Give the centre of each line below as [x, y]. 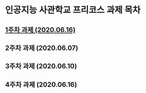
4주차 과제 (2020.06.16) [41, 84]
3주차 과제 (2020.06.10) [41, 66]
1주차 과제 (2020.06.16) [40, 30]
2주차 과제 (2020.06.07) [42, 48]
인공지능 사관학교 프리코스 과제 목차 [73, 10]
